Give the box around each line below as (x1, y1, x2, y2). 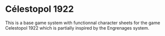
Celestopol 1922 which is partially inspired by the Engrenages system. (5, 25, 149, 31)
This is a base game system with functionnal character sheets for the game (5, 20, 160, 26)
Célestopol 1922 (5, 3, 74, 15)
